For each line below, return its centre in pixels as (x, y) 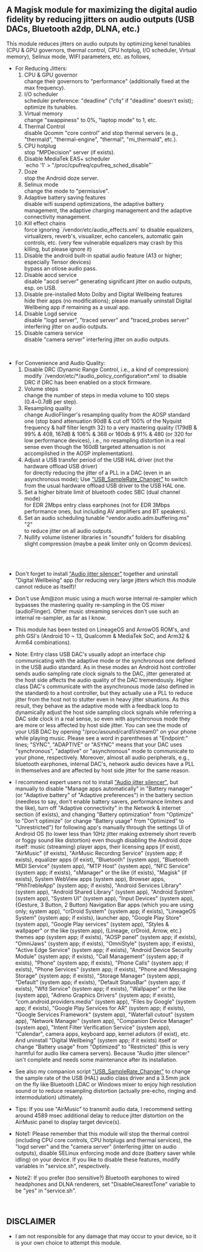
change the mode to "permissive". (67, 191)
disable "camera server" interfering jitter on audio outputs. (97, 339)
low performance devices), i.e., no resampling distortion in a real (105, 440)
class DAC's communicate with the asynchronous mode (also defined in (105, 686)
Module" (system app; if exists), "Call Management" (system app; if (99, 956)
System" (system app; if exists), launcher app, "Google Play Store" (98, 917)
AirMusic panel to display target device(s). (68, 1122)
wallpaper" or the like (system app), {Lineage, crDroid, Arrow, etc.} (98, 930)
